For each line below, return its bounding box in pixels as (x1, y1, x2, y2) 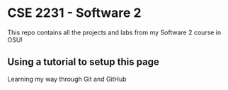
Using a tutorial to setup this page (7, 56, 159, 68)
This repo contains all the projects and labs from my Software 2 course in (7, 28, 222, 37)
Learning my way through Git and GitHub (7, 75, 127, 83)
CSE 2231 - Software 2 (7, 5, 142, 21)
